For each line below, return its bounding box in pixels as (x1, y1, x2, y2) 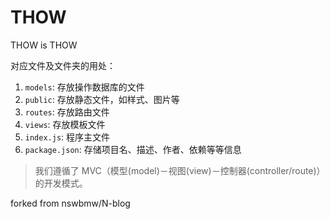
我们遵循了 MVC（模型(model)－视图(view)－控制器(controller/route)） (34, 164, 326, 176)
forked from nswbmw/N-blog (10, 197, 131, 209)
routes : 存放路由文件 (24, 106, 110, 118)
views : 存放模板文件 (24, 118, 106, 130)
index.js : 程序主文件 (24, 131, 111, 143)
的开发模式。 (34, 177, 88, 189)
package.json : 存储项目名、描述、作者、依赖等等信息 (24, 143, 242, 155)
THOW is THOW (10, 39, 78, 51)
